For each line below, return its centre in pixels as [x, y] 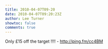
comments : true [20, 28]
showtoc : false [20, 23]
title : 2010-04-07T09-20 [30, 9]
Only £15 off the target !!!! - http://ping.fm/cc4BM [54, 41]
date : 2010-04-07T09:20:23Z [33, 14]
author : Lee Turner [25, 18]
